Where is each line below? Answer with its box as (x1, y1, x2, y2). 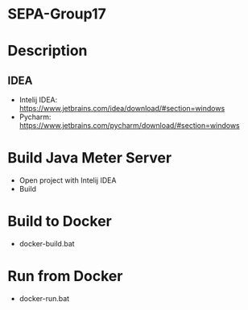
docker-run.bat (19, 294, 70, 303)
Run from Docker (7, 267, 123, 286)
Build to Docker (7, 213, 112, 230)
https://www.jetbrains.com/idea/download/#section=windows (19, 104, 225, 114)
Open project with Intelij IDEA (19, 176, 117, 185)
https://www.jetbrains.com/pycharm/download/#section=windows (19, 121, 240, 130)
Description (7, 42, 88, 60)
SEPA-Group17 (7, 5, 106, 23)
